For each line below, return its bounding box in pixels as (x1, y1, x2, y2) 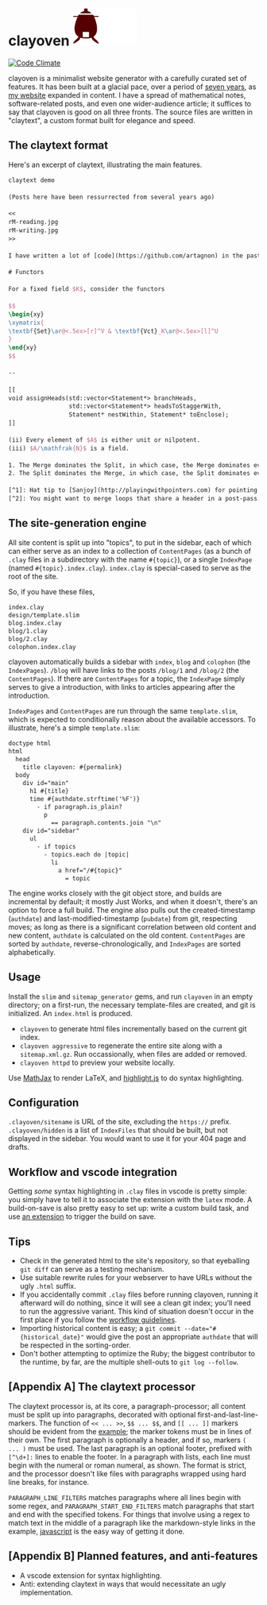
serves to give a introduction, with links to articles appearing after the (8, 682, 236, 691)
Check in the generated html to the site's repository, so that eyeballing (19, 1255, 250, 1265)
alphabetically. (8, 947, 56, 957)
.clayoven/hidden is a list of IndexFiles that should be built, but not (8, 1125, 228, 1135)
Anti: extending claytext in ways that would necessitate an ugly (19, 1579, 226, 1588)
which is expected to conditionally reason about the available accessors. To (8, 714, 256, 724)
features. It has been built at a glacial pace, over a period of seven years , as (8, 82, 257, 91)
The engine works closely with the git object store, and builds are (8, 888, 222, 898)
